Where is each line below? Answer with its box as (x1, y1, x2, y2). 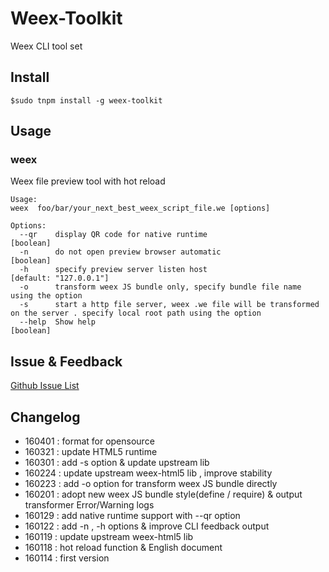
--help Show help (19, 317, 97, 327)
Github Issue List (10, 380, 80, 392)
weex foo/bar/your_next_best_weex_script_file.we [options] (10, 203, 271, 214)
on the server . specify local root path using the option (10, 308, 262, 319)
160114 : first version (24, 552, 110, 564)
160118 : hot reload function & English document (24, 542, 223, 554)
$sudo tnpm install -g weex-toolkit (10, 95, 163, 106)
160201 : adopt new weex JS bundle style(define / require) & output (24, 488, 303, 501)
